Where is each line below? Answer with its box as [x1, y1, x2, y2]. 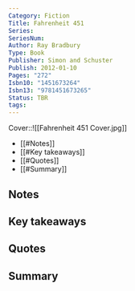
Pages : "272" [8, 71, 52, 79]
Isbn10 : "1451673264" [8, 79, 81, 87]
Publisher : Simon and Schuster [8, 57, 113, 65]
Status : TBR [8, 94, 48, 102]
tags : [8, 101, 27, 109]
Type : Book [8, 49, 45, 57]
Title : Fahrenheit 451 [8, 19, 84, 27]
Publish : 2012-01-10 [8, 64, 78, 72]
